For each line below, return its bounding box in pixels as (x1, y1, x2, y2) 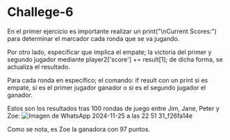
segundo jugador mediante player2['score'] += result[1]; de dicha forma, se (7, 55, 224, 63)
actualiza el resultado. (7, 62, 71, 71)
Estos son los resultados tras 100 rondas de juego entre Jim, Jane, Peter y (7, 104, 220, 112)
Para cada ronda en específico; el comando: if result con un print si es (7, 76, 208, 84)
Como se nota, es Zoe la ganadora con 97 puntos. (7, 125, 151, 133)
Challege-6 (7, 4, 74, 20)
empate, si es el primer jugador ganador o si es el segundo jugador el (7, 83, 206, 91)
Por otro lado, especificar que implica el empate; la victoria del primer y (7, 48, 212, 56)
